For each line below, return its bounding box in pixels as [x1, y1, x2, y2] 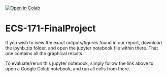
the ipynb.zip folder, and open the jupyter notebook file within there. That [5, 45, 158, 51]
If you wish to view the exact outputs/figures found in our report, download [5, 39, 162, 45]
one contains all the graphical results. [5, 50, 84, 56]
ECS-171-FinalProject [5, 23, 96, 34]
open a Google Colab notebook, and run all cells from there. [5, 65, 130, 71]
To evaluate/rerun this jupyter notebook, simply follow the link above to [5, 60, 154, 66]
